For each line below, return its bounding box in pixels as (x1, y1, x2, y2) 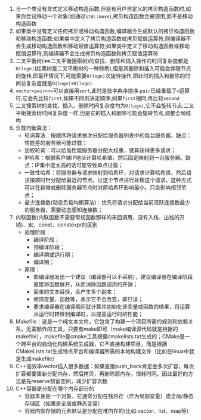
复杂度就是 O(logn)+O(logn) (26, 80, 93, 86)
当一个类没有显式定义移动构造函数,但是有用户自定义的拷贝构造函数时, (15, 5, 186, 12)
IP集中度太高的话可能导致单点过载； (35, 161, 124, 169)
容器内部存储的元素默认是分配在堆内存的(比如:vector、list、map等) (24, 407, 189, 414)
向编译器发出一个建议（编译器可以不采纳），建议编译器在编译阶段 (33, 273, 193, 280)
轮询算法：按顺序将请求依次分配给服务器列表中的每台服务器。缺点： (24, 132, 192, 139)
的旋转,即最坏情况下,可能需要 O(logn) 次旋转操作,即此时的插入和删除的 (15, 72, 185, 79)
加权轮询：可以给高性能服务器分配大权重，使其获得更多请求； (24, 147, 177, 154)
